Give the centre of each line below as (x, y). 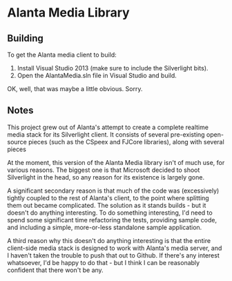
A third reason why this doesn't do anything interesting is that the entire (109, 240)
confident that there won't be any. (55, 270)
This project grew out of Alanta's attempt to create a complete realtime (108, 127)
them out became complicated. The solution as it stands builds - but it (107, 205)
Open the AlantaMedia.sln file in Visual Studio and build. (97, 75)
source (17, 142)
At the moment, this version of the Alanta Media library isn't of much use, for (116, 162)
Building (25, 38)
